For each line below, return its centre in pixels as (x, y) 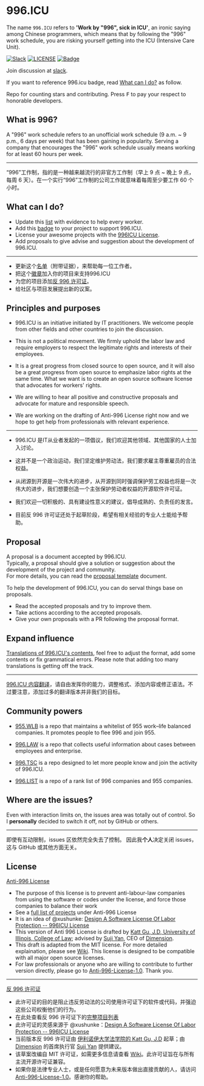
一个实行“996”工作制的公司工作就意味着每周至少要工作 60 (114, 180)
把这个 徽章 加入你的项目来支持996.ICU (63, 273)
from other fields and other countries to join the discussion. (89, 329)
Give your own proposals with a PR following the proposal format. (97, 619)
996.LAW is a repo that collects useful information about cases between (105, 744)
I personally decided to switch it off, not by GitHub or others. (83, 821)
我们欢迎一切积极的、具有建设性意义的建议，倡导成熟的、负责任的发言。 (105, 502)
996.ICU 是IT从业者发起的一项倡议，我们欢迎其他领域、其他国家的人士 (103, 440)
